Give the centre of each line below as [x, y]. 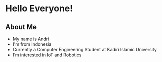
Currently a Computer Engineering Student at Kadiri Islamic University [85, 50]
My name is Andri [31, 39]
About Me [21, 27]
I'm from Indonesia [32, 44]
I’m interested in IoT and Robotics [47, 55]
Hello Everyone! [39, 9]
